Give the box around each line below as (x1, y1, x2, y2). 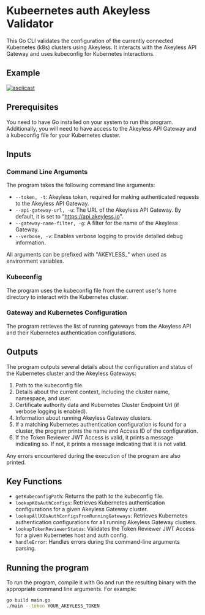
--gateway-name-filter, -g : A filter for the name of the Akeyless (15, 219, 178, 227)
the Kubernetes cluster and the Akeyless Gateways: (6, 369, 136, 377)
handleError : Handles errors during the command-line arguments (15, 538, 181, 546)
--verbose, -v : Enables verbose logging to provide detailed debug (15, 233, 183, 240)
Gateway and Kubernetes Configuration (6, 308, 127, 317)
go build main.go (6, 597, 51, 603)
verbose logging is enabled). (15, 408, 88, 415)
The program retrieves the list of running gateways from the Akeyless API (6, 322, 192, 330)
